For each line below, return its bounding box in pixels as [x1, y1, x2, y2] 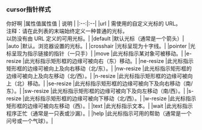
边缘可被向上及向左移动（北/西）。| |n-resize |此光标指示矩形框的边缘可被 [6, 72, 188, 80]
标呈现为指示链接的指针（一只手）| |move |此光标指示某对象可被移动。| [6, 50, 183, 58]
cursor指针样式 [6, 5, 51, 13]
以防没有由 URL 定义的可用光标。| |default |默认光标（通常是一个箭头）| [6, 35, 185, 43]
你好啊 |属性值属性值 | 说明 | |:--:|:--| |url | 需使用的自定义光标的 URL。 [6, 20, 181, 28]
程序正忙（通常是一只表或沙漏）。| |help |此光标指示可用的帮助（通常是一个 [6, 110, 192, 117]
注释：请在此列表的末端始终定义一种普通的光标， [6, 28, 128, 35]
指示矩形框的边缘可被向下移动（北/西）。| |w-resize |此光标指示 [40, 95, 197, 102]
